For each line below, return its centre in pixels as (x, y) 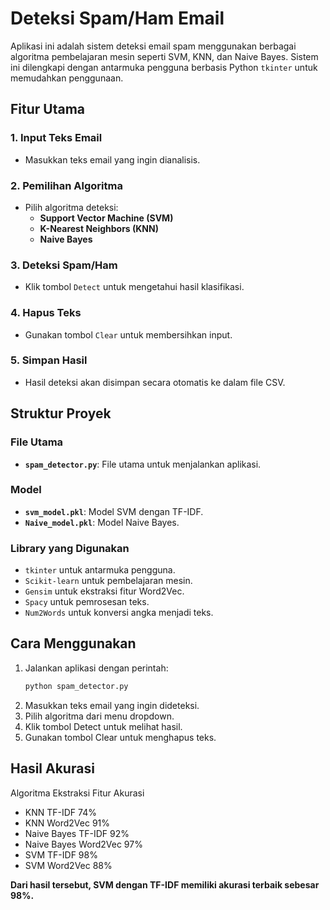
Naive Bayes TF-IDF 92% (77, 833)
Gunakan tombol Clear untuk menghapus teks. (120, 737)
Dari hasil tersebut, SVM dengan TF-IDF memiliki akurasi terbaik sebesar (165, 884)
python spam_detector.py (76, 686)
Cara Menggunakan (73, 643)
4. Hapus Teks (46, 313)
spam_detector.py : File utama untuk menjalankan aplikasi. (143, 464)
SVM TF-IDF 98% (61, 854)
